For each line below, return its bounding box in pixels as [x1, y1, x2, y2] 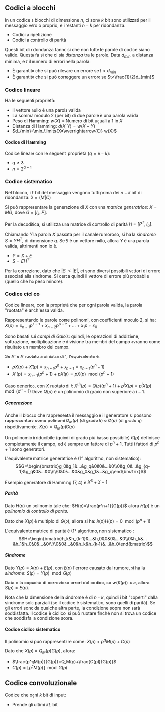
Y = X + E [12, 252, 32, 258]
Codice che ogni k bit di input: [5, 692, 66, 698]
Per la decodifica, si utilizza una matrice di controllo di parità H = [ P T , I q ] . [5, 220, 153, 228]
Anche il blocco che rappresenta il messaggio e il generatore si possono [5, 412, 152, 418]
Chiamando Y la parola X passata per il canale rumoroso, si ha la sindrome [5, 231, 156, 238]
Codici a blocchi [5, 4, 56, 12]
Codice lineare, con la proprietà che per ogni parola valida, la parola [5, 302, 143, 308]
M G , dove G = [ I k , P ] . [5, 209, 48, 216]
